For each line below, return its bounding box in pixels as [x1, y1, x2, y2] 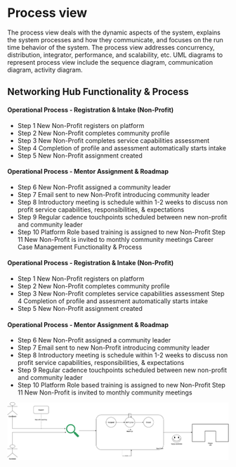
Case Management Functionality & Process [17, 243, 143, 251]
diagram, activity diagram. [7, 65, 83, 74]
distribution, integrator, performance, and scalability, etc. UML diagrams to [7, 51, 223, 59]
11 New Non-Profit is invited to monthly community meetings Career [17, 235, 214, 243]
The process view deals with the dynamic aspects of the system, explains [7, 28, 221, 37]
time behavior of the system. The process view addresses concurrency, [7, 43, 216, 51]
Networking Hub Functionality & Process [7, 86, 189, 98]
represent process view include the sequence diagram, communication [7, 58, 213, 66]
